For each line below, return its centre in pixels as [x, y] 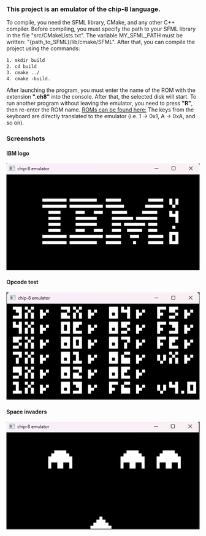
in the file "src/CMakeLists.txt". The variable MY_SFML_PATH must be [94, 36]
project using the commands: [43, 48]
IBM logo [18, 153]
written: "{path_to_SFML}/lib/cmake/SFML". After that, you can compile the [101, 42]
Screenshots [26, 138]
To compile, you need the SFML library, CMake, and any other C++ [91, 23]
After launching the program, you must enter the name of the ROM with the [101, 90]
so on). [15, 123]
